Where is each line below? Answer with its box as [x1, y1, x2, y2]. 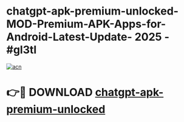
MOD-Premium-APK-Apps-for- [6, 17, 166, 31]
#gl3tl [6, 43, 37, 57]
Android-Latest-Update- [6, 30, 132, 44]
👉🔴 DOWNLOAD [6, 86, 93, 100]
